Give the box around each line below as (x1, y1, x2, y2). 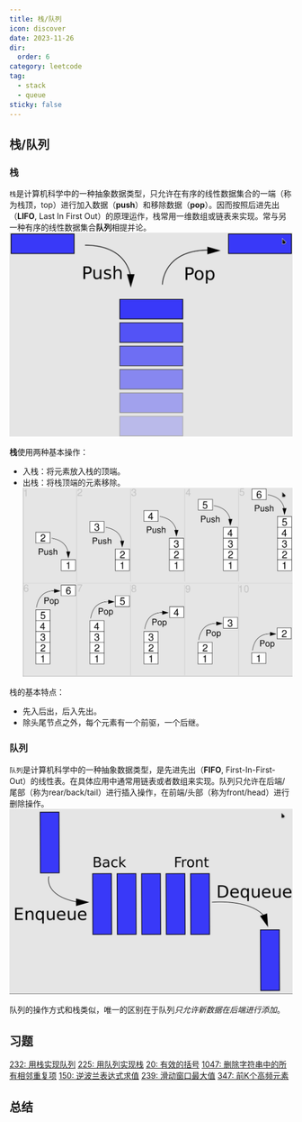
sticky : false (9, 100, 63, 109)
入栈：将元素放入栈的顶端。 (22, 465, 126, 477)
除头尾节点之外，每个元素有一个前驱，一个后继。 (22, 717, 204, 728)
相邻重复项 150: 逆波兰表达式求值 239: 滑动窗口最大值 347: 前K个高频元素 (16, 1071, 289, 1081)
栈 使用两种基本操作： (9, 446, 88, 457)
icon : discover (9, 23, 67, 33)
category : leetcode (9, 62, 83, 71)
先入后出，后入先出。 (22, 706, 102, 716)
